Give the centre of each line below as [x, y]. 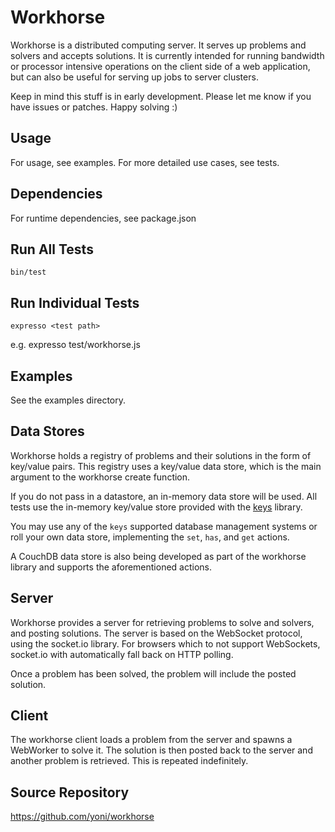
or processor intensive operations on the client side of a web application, [160, 66]
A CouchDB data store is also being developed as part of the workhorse [158, 556]
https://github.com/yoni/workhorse [82, 817]
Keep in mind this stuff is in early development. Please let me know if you [161, 96]
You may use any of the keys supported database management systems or [164, 526]
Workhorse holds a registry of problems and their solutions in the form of [161, 455]
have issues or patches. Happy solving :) [94, 107]
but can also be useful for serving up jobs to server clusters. [134, 77]
